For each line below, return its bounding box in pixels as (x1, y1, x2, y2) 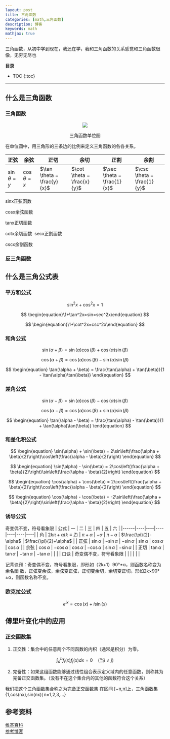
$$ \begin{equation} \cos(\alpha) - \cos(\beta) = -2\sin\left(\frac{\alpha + (8, 494, 162, 500)
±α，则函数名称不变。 (5, 574, 52, 580)
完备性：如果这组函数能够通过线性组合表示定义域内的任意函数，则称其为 (12, 669, 163, 675)
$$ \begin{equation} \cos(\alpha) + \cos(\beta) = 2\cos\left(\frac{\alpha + (8, 478, 162, 484)
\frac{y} (39, 178, 58, 185)
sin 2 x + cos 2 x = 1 (67, 301, 103, 307)
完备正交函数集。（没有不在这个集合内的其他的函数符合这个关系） (12, 675, 148, 681)
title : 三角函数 (5, 12, 36, 17)
